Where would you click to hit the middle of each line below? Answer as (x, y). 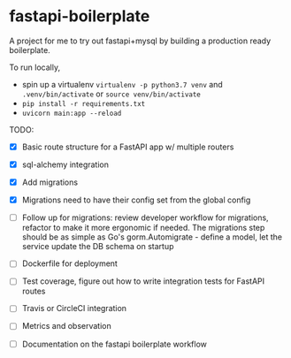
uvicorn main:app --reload (72, 113)
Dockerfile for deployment (69, 263)
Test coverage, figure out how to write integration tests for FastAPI (143, 281)
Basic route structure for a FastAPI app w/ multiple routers (128, 147)
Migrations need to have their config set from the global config (136, 200)
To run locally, (34, 67)
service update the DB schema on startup (98, 247)
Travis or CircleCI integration (74, 308)
